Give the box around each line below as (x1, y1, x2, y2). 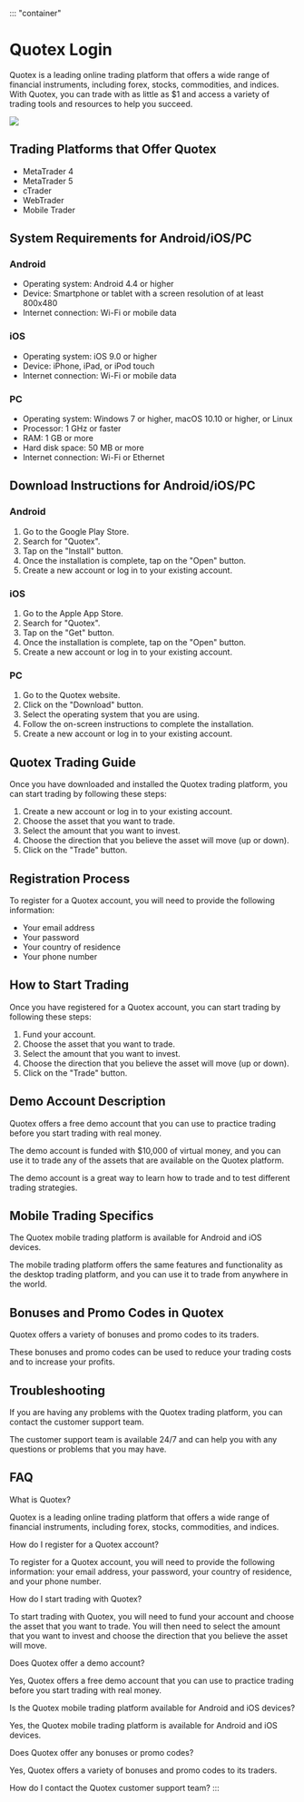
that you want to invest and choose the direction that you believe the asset (9, 1630, 289, 1641)
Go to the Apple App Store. (22, 608, 124, 619)
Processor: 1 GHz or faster (22, 423, 122, 434)
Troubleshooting (9, 1383, 106, 1398)
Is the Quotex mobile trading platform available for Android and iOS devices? (9, 1702, 296, 1713)
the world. (9, 1279, 48, 1290)
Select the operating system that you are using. (22, 709, 200, 720)
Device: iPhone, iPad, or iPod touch (22, 360, 155, 371)
